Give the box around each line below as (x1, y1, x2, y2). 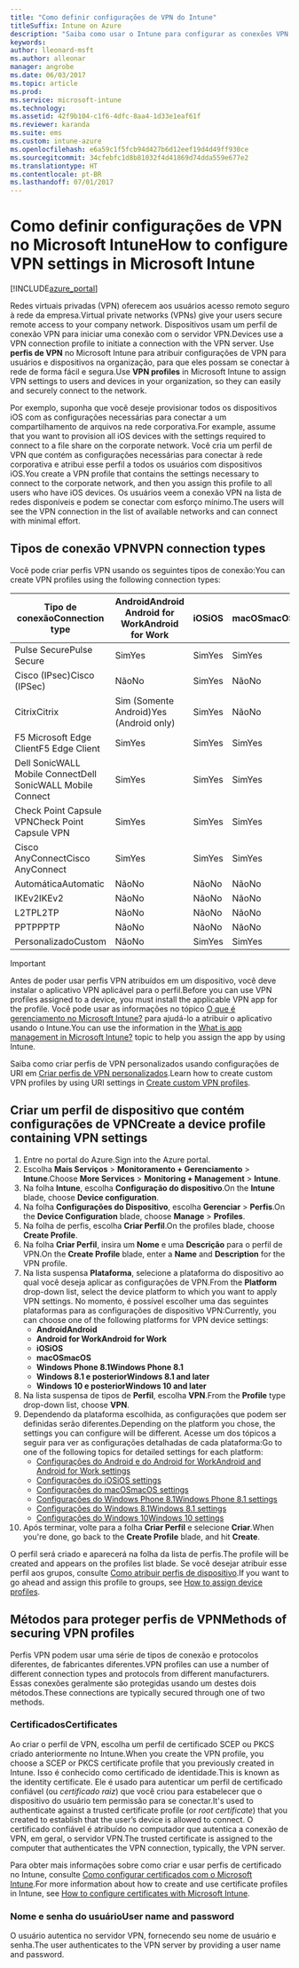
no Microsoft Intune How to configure (10, 235, 288, 256)
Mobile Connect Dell (14, 768, 97, 780)
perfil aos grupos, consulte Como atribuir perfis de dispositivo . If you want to (10, 1567, 289, 1578)
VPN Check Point (14, 815, 84, 828)
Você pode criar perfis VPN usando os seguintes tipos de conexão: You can (10, 564, 286, 575)
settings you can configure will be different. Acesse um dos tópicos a (22, 1428, 277, 1438)
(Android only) (114, 716, 176, 728)
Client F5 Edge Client (14, 742, 100, 754)
